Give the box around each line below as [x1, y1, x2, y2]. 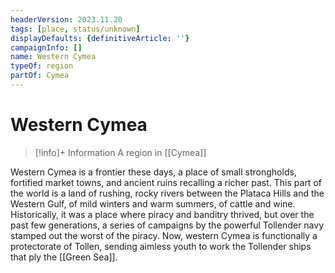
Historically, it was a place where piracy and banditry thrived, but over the [10, 208, 315, 220]
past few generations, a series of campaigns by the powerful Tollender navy [10, 219, 324, 231]
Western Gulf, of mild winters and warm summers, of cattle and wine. [10, 197, 296, 210]
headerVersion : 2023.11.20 [10, 14, 123, 25]
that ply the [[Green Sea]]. [10, 251, 118, 263]
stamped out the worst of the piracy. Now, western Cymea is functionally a [10, 229, 318, 241]
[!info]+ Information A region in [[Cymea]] [34, 146, 207, 158]
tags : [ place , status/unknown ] [10, 24, 141, 34]
